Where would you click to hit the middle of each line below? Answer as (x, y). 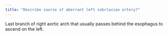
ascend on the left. (25, 29)
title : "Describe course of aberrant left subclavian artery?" (73, 10)
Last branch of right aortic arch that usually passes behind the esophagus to (84, 24)
